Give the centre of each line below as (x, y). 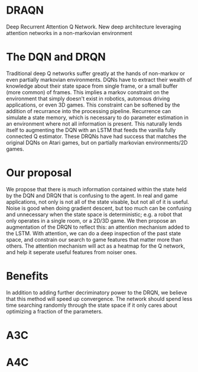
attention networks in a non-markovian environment (69, 33)
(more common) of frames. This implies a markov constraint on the (87, 92)
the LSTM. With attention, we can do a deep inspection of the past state (94, 233)
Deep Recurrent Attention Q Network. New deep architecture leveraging (94, 27)
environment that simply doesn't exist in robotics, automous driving (88, 98)
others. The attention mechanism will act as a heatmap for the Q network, (95, 246)
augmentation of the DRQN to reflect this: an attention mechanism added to (98, 227)
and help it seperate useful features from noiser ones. (72, 252)
